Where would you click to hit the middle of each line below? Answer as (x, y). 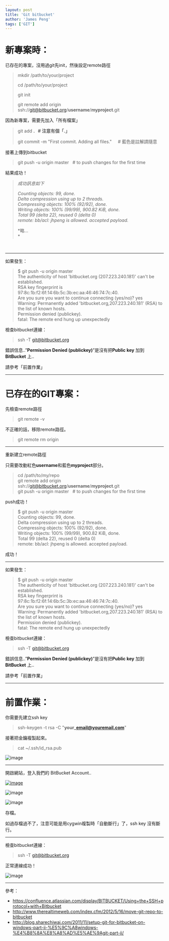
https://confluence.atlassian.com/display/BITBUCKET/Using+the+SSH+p (88, 901)
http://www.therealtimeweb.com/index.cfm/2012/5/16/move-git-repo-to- (88, 912)
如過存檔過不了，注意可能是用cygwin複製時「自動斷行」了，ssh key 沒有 (81, 824)
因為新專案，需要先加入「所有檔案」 (43, 120)
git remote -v (31, 419)
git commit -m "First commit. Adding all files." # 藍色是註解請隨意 (87, 142)
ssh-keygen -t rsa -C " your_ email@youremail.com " (72, 728)
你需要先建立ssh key (26, 718)
